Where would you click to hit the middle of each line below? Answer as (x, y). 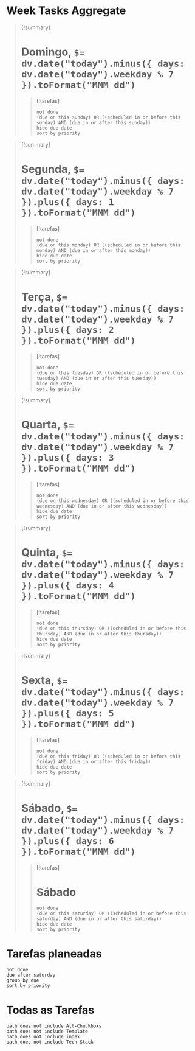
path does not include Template (47, 1032)
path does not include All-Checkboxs (54, 1026)
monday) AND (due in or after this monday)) (94, 250)
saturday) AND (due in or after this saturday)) (99, 919)
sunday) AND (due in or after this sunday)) (94, 122)
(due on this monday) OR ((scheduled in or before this (108, 245)
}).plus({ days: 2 (67, 330)
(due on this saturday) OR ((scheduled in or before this (111, 913)
